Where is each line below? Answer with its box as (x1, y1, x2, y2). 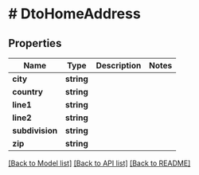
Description (96, 60, 142, 71)
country (12, 87, 44, 97)
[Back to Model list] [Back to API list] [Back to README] (8, 158, 191, 168)
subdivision (12, 125, 58, 136)
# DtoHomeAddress (8, 5, 141, 23)
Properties (8, 37, 62, 50)
